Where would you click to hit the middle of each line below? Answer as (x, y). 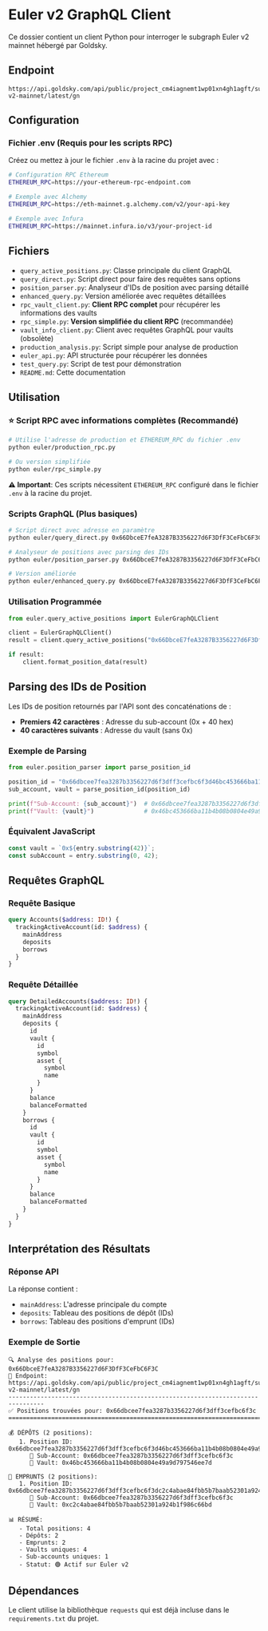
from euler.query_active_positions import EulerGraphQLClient (114, 618)
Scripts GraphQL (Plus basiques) (73, 514)
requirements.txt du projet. (54, 1618)
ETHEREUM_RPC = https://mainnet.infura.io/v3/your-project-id (110, 226)
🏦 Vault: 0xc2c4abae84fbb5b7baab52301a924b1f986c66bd (121, 1504)
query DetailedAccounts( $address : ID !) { (78, 1001)
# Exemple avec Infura (46, 218)
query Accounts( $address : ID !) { (64, 920)
